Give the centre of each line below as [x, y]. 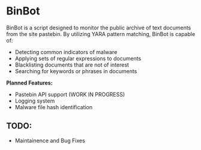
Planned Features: [29, 83]
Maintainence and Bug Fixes [50, 140]
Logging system [35, 101]
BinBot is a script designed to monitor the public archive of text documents [99, 28]
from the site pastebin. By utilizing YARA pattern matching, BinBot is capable [101, 34]
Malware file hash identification [54, 107]
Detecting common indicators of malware [66, 52]
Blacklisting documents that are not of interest [72, 65]
